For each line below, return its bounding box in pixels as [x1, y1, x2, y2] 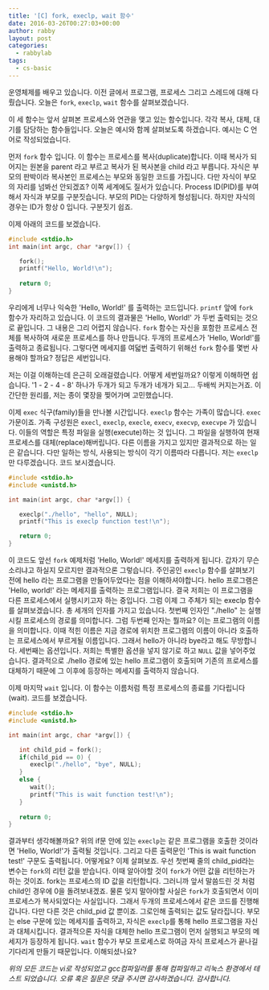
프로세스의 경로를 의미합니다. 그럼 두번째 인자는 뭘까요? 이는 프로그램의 [22, 616, 246, 625]
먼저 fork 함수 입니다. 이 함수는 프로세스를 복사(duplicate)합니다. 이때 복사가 [8, 151, 249, 161]
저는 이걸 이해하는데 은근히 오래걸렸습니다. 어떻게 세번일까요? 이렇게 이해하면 [8, 369, 251, 379]
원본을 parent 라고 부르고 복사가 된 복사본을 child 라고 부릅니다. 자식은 [29, 162, 251, 171]
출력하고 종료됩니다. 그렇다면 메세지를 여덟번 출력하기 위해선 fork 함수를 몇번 [8, 343, 251, 353]
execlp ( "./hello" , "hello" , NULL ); [18, 510, 138, 518]
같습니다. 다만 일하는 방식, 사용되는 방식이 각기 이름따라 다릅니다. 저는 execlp [16, 448, 259, 457]
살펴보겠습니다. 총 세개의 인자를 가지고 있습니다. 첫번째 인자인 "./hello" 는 [16, 605, 247, 615]
